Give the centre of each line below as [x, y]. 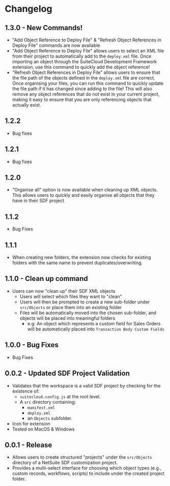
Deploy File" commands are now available [56, 45]
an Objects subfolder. [50, 418]
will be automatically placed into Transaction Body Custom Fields [96, 329]
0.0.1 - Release [29, 445]
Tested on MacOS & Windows [43, 429]
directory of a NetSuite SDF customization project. [65, 463]
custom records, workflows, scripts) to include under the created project [88, 474]
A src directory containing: [48, 402]
